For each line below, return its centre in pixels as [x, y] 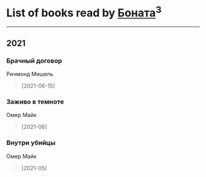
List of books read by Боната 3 [84, 12]
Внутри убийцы [31, 143]
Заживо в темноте [35, 102]
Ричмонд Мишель [30, 73]
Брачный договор [34, 61]
